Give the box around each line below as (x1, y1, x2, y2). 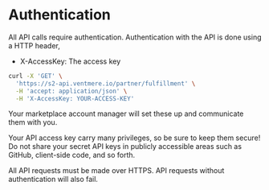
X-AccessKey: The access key (19, 56, 121, 66)
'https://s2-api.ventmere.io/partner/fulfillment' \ (15, 79, 196, 88)
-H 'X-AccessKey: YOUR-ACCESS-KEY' (15, 94, 135, 102)
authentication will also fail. (8, 175, 99, 184)
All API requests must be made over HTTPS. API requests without (8, 166, 225, 176)
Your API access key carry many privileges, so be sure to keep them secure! (8, 133, 261, 142)
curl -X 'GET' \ (8, 72, 63, 80)
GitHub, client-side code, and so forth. (8, 151, 136, 160)
